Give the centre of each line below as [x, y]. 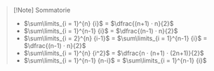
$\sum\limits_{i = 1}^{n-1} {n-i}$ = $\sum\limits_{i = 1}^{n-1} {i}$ [115, 61]
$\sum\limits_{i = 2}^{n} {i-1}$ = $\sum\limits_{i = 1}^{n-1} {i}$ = [115, 38]
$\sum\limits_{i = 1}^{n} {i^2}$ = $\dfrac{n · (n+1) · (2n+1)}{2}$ [114, 53]
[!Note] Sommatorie [42, 10]
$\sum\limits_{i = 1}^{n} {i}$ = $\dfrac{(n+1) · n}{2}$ [99, 23]
